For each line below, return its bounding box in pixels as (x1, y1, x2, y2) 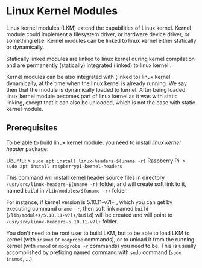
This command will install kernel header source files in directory (6, 174, 165, 181)
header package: (6, 145, 49, 152)
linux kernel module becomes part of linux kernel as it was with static (6, 92, 178, 100)
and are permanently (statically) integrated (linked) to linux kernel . (6, 62, 172, 69)
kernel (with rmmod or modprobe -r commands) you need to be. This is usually (6, 242, 197, 249)
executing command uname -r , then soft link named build (6, 205, 149, 212)
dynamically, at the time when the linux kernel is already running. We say (6, 80, 187, 87)
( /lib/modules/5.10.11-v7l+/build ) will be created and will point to (6, 211, 173, 219)
